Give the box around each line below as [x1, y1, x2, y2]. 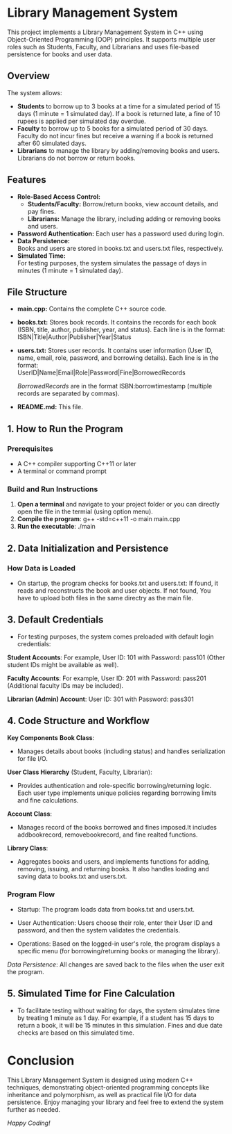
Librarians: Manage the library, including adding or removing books [27, 214, 222, 223]
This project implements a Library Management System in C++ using [7, 28, 204, 36]
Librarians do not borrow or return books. [17, 154, 136, 162]
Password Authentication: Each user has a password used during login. [17, 229, 224, 238]
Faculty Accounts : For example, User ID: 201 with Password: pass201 [7, 674, 206, 682]
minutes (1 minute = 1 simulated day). [17, 266, 123, 274]
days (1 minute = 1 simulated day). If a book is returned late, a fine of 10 [17, 109, 220, 117]
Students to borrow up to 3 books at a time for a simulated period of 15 [17, 102, 221, 110]
